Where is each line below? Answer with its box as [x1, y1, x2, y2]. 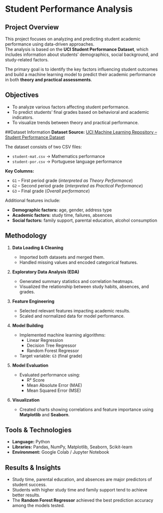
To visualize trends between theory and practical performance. [12, 119, 139, 126]
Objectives [5, 91, 39, 99]
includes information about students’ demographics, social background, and [5, 51, 159, 57]
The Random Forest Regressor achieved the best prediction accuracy [12, 497, 154, 503]
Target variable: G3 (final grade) [19, 353, 82, 359]
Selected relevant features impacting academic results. [19, 308, 131, 313]
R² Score [26, 377, 45, 383]
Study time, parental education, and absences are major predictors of [12, 477, 152, 483]
